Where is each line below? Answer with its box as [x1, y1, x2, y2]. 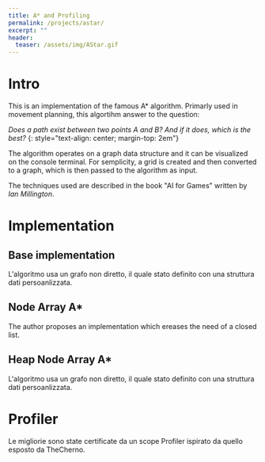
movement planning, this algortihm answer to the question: [8, 110, 200, 119]
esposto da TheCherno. [8, 445, 85, 454]
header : [8, 33, 34, 42]
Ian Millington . [8, 189, 55, 199]
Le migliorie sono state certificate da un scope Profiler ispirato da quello [8, 436, 244, 445]
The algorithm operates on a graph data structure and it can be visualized [8, 149, 248, 158]
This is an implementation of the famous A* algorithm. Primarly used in [8, 101, 239, 111]
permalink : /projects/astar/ [8, 19, 104, 27]
